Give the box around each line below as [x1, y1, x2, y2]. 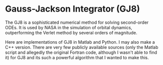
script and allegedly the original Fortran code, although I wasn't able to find [5, 49, 157, 55]
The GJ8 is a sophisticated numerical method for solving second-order [5, 19, 149, 25]
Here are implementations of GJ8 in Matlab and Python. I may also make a [5, 39, 155, 45]
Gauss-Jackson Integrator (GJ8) [5, 3, 140, 15]
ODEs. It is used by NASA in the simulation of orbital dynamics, [5, 24, 133, 30]
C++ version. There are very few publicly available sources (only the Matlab [5, 44, 159, 50]
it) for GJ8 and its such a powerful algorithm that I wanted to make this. [5, 54, 149, 60]
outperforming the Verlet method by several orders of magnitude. [5, 30, 137, 35]
